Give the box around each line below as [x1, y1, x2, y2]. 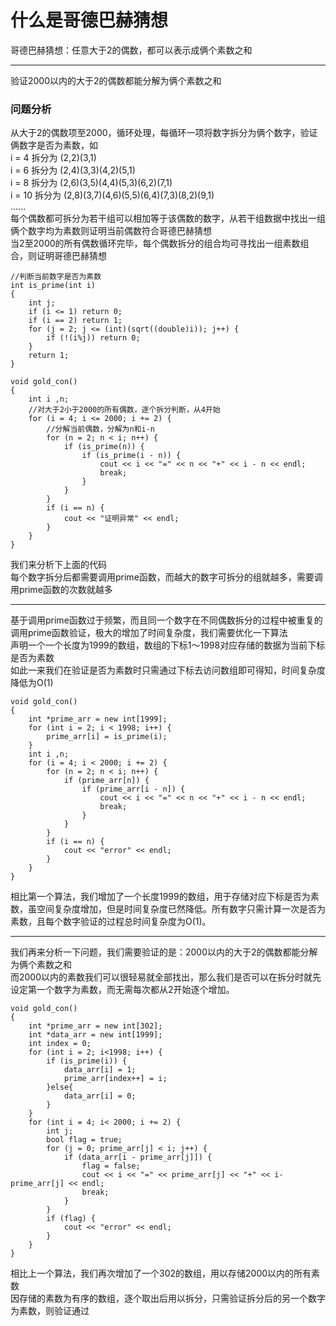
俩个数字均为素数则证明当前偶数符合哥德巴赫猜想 [10, 225, 212, 237]
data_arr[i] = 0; [63, 1091, 137, 1101]
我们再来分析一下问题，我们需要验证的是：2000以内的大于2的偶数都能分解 [10, 946, 318, 958]
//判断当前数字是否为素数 [10, 272, 102, 282]
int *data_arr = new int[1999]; [28, 1030, 163, 1040]
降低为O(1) [10, 677, 54, 689]
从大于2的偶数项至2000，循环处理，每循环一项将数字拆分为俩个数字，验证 [10, 127, 318, 139]
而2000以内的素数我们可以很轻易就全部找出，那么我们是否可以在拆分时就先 [10, 971, 322, 983]
